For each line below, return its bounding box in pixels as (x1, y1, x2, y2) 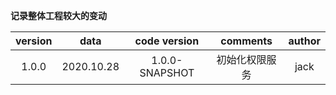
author (288, 34, 321, 48)
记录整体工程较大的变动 (10, 10, 107, 21)
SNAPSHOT (139, 66, 195, 79)
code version (134, 34, 200, 48)
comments (220, 34, 273, 48)
